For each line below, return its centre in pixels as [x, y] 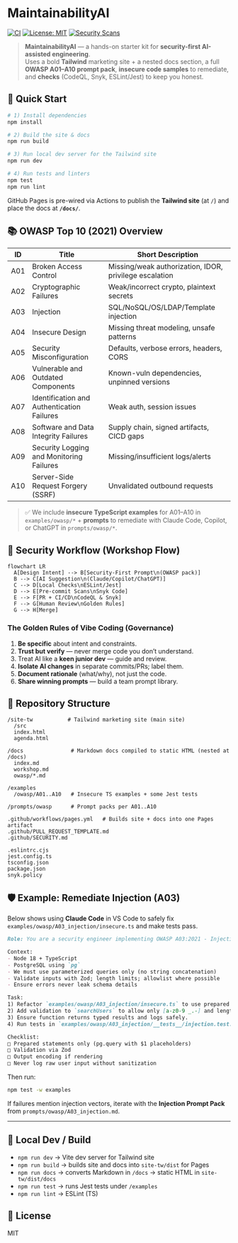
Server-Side [53, 477]
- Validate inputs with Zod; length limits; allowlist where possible [114, 978]
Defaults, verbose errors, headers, [165, 348]
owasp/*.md [30, 776]
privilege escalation [141, 276]
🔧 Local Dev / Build [49, 1140]
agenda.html [32, 739]
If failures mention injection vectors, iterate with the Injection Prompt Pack [116, 1103]
